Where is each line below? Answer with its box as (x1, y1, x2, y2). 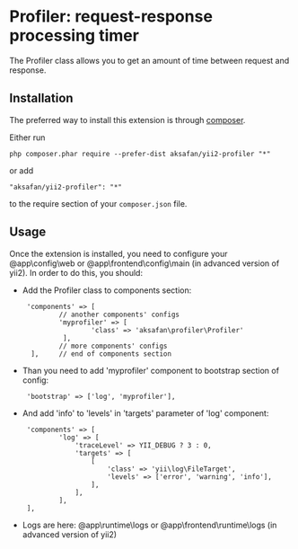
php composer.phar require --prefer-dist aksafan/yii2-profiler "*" (9, 149, 271, 158)
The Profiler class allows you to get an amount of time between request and (9, 55, 290, 66)
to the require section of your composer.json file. (9, 198, 188, 208)
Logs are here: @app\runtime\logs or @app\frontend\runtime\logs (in (22, 519, 277, 530)
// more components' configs (58, 341, 168, 350)
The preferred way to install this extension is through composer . (9, 114, 246, 125)
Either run (9, 132, 46, 143)
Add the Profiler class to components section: (22, 285, 192, 296)
